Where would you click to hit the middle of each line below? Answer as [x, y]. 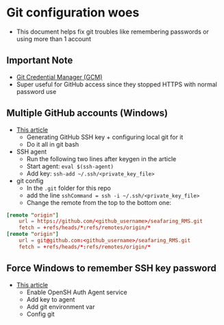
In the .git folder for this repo [69, 188]
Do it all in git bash [53, 144]
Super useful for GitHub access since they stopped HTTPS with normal [116, 84]
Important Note [40, 61]
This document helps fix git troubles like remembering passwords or [113, 32]
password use [36, 91]
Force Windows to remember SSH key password [111, 268]
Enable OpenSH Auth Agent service [77, 292]
